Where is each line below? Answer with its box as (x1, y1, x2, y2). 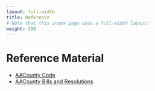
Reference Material (6, 52, 104, 65)
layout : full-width (6, 8, 55, 15)
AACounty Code (14, 72, 56, 79)
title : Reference (6, 14, 50, 20)
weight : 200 (6, 25, 36, 32)
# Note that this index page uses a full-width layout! (6, 20, 150, 26)
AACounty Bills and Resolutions (14, 78, 93, 85)
